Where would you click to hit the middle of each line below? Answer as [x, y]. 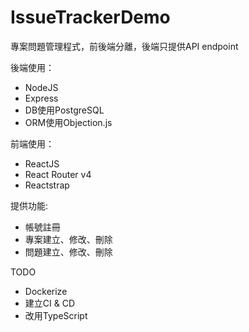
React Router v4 [58, 174]
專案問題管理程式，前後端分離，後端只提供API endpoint [124, 46]
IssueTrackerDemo [90, 17]
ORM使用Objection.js [68, 122]
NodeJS [41, 87]
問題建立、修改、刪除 [68, 252]
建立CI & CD [50, 303]
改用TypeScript [56, 315]
